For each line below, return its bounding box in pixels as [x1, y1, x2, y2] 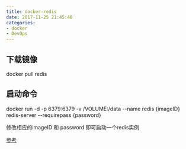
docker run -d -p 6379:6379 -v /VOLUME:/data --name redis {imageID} [6, 105, 181, 112]
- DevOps [6, 31, 28, 37]
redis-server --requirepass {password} [6, 111, 102, 119]
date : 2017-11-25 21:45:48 [6, 14, 73, 20]
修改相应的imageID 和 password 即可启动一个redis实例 [6, 123, 140, 131]
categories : [6, 20, 36, 26]
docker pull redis [6, 70, 47, 77]
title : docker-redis [6, 8, 57, 15]
